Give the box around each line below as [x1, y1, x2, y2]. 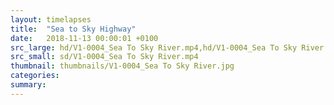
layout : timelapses [10, 14, 92, 25]
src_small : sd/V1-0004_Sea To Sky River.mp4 [10, 52, 199, 62]
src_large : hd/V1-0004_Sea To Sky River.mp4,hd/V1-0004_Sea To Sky [10, 42, 298, 53]
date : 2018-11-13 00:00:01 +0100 [10, 33, 159, 43]
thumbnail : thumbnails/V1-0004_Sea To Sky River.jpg [10, 61, 235, 71]
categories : [10, 71, 60, 81]
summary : [10, 80, 47, 90]
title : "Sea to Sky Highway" [10, 24, 137, 34]
